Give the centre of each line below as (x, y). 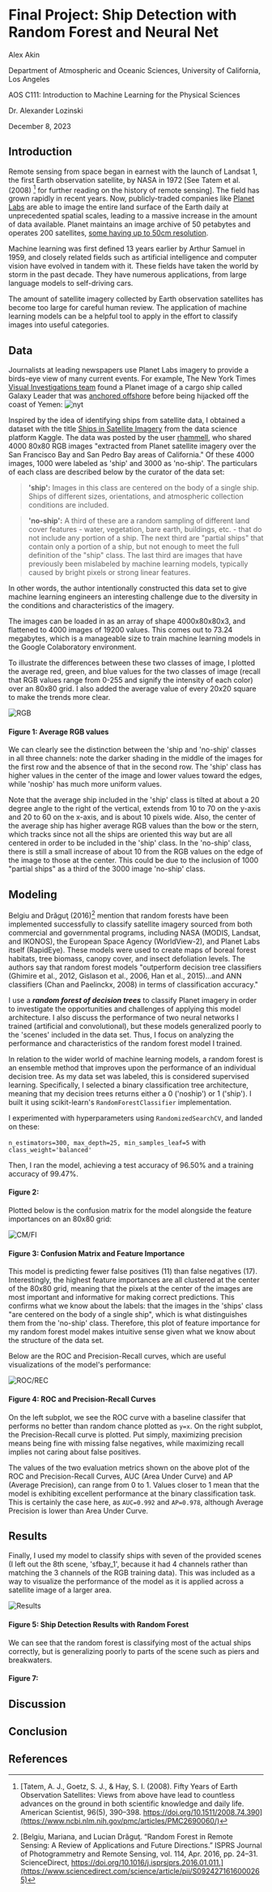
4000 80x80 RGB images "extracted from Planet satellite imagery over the (132, 446)
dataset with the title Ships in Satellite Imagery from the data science (123, 429)
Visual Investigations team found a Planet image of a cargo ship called (125, 387)
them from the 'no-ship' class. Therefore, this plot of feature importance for (134, 1323)
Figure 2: (24, 1192)
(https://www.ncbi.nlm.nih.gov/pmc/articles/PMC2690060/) (120, 1821)
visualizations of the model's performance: (80, 1365)
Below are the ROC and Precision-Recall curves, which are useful (117, 1356)
